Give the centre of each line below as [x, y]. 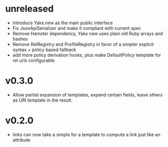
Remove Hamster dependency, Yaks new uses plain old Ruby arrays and [88, 33]
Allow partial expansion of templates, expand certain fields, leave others [88, 94]
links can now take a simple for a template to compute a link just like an [86, 134]
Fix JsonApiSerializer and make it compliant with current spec [77, 28]
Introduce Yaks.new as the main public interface [63, 23]
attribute [21, 140]
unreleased [30, 9]
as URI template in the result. [42, 100]
